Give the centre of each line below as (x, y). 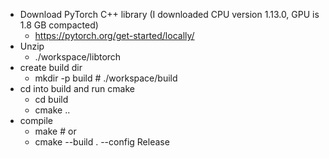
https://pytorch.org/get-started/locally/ (114, 35)
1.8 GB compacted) (59, 25)
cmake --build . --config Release (102, 142)
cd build (51, 99)
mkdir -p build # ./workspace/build (106, 78)
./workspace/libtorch (78, 57)
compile (36, 120)
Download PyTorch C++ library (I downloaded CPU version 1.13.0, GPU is (169, 14)
